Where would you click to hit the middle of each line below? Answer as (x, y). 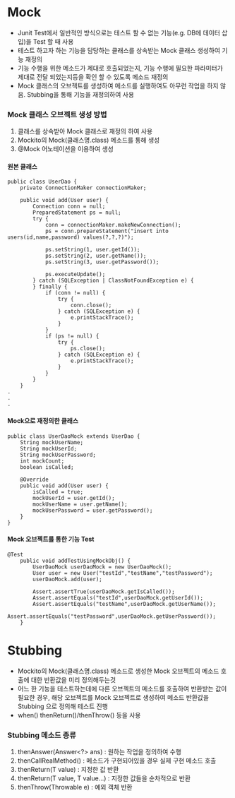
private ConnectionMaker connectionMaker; (83, 188)
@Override (35, 480)
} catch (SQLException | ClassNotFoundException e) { (113, 281)
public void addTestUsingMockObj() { (76, 561)
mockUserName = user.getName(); (80, 504)
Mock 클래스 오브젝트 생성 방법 (57, 114)
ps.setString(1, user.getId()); (92, 250)
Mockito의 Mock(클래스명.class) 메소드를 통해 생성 (89, 140)
